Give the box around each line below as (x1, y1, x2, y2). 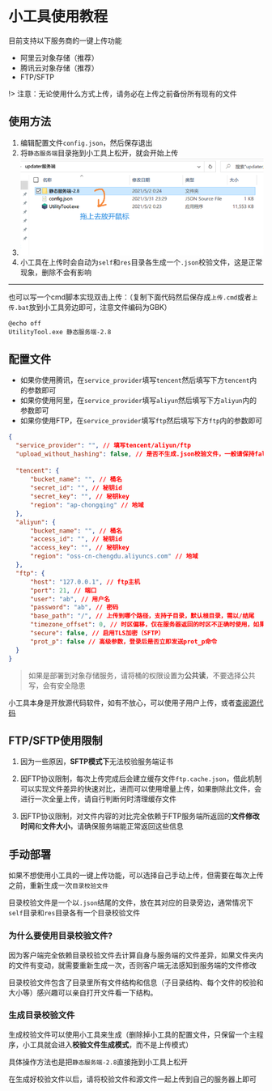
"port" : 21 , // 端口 (29, 586, 97, 595)
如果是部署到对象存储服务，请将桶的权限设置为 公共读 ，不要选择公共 (28, 670, 256, 680)
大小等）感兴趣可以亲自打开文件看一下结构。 (8, 987, 158, 997)
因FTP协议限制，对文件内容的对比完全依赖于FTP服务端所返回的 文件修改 (19, 811, 261, 821)
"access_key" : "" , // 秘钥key (29, 544, 130, 552)
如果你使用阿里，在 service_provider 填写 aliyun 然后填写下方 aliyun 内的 (19, 395, 257, 405)
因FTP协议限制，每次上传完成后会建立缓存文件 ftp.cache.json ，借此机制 (19, 774, 262, 783)
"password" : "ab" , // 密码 (29, 604, 119, 612)
